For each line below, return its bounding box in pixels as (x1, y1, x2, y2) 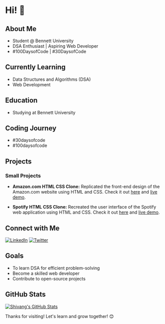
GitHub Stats (5, 290, 46, 299)
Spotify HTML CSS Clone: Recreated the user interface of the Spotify (12, 204, 156, 210)
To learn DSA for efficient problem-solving (12, 265, 100, 271)
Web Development (12, 81, 51, 87)
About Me (5, 25, 36, 33)
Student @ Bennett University (12, 38, 74, 44)
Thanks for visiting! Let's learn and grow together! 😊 (5, 313, 114, 319)
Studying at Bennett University (12, 109, 76, 115)
